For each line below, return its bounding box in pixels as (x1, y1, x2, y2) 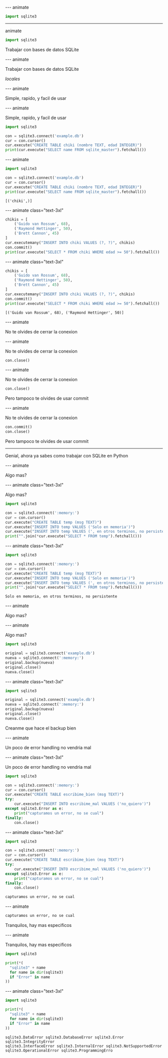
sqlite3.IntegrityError (5, 1039, 55, 1044)
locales (5, 75, 20, 82)
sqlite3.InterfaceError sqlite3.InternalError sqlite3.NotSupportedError (5, 1043, 162, 1048)
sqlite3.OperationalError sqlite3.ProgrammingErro (5, 1048, 113, 1053)
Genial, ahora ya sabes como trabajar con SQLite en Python (5, 453, 128, 458)
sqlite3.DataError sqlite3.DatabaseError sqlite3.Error (5, 1034, 124, 1040)
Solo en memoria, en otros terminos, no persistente (5, 594, 117, 599)
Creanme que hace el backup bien (5, 725, 76, 731)
